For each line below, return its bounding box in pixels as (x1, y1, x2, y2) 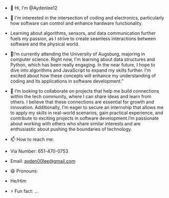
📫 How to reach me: (10, 136, 54, 142)
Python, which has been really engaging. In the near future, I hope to (10, 62, 155, 68)
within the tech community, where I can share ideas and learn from (10, 94, 152, 99)
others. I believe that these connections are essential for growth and (10, 99, 155, 105)
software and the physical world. (10, 41, 79, 47)
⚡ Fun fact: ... (10, 188, 38, 194)
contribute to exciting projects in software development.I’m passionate (10, 115, 159, 121)
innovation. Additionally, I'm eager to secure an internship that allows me (10, 104, 164, 110)
